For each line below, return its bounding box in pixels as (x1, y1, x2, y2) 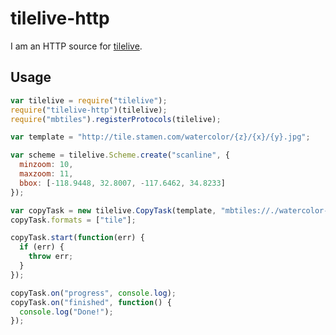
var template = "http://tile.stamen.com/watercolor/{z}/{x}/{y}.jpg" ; (10, 132, 311, 142)
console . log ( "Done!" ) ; (19, 307, 114, 317)
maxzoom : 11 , (19, 169, 74, 179)
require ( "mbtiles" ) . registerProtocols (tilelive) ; (10, 114, 222, 124)
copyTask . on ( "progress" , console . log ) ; (10, 288, 177, 298)
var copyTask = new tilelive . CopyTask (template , (10, 205, 217, 216)
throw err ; (28, 252, 74, 262)
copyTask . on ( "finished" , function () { (10, 297, 172, 307)
